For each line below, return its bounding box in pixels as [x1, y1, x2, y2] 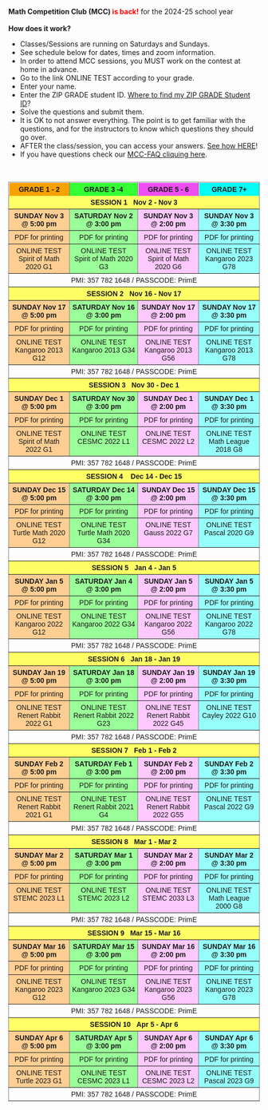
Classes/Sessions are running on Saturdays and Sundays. [19, 39, 210, 49]
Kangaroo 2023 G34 [72, 985, 136, 993]
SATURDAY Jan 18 [73, 668, 135, 677]
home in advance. [19, 65, 80, 74]
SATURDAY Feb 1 [74, 759, 133, 768]
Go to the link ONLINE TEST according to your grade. [19, 73, 195, 82]
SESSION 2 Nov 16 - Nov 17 [86, 289, 182, 298]
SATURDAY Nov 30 [72, 394, 136, 402]
